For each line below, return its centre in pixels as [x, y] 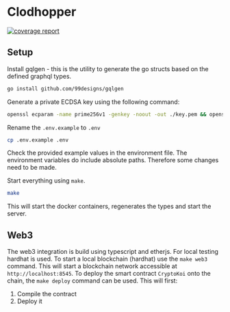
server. [17, 213]
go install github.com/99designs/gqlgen [66, 89]
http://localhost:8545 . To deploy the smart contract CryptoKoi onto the [109, 274]
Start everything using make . [46, 181]
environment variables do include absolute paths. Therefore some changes [113, 160]
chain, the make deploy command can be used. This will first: [92, 281]
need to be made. [32, 168]
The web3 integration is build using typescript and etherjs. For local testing [113, 252]
